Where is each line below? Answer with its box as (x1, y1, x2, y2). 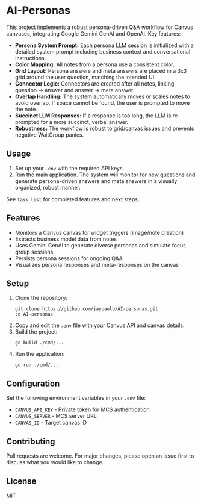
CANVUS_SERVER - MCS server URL (14, 412, 97, 420)
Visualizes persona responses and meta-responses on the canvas (14, 261, 179, 268)
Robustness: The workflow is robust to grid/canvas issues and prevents (14, 125, 194, 132)
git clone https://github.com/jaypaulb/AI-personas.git (14, 306, 158, 312)
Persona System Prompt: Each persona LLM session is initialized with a (14, 42, 194, 49)
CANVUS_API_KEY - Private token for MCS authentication (14, 406, 150, 413)
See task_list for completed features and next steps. (6, 195, 140, 202)
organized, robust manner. (14, 184, 81, 191)
